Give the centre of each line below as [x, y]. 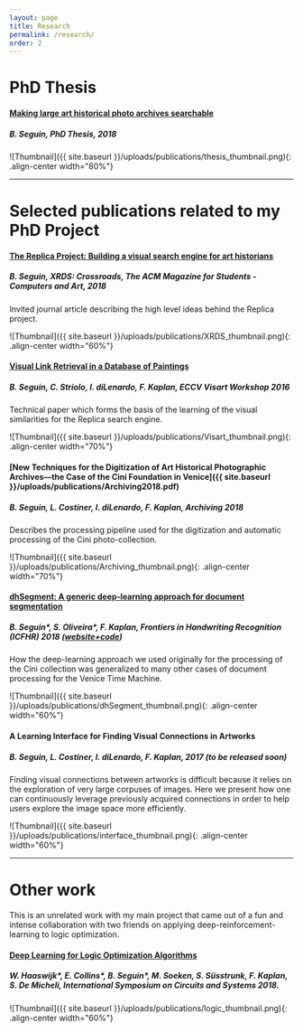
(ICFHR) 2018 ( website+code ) [66, 637]
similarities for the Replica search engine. [86, 419]
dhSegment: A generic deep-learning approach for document [127, 596]
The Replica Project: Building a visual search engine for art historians [142, 256]
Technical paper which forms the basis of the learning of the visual [133, 410]
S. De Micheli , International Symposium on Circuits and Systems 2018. [144, 985]
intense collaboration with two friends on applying [102, 924]
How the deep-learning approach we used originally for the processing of [146, 660]
